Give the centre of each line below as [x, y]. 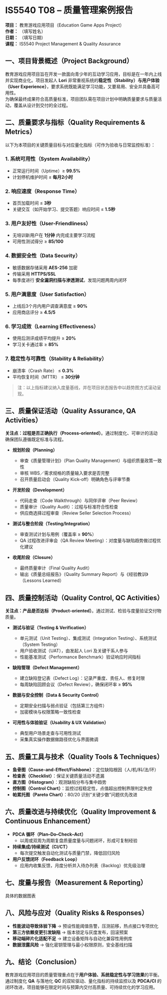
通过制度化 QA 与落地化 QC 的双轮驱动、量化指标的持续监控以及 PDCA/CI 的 [83, 981]
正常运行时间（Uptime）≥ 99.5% [46, 171]
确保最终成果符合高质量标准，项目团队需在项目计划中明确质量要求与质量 [83, 99]
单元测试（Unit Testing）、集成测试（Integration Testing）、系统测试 [88, 638]
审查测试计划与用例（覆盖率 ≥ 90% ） [58, 534]
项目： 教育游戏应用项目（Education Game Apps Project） [65, 25]
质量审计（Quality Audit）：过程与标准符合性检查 [69, 507]
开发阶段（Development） [40, 490]
